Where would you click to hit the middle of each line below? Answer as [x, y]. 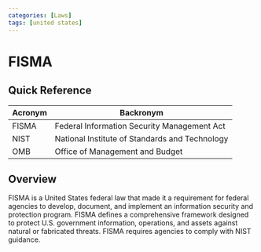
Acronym [29, 112]
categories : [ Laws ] [40, 15]
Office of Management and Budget [119, 152]
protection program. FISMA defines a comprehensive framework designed [129, 215]
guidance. [24, 239]
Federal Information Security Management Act [140, 126]
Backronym [142, 112]
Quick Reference [50, 91]
